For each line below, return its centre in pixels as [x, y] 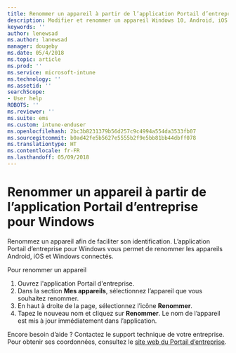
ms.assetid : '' [29, 86]
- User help [25, 99]
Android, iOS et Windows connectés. [60, 256]
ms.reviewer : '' [31, 112]
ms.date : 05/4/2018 [36, 53]
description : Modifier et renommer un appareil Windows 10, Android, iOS [118, 20]
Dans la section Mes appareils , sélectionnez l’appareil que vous [110, 291]
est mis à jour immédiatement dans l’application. [87, 321]
